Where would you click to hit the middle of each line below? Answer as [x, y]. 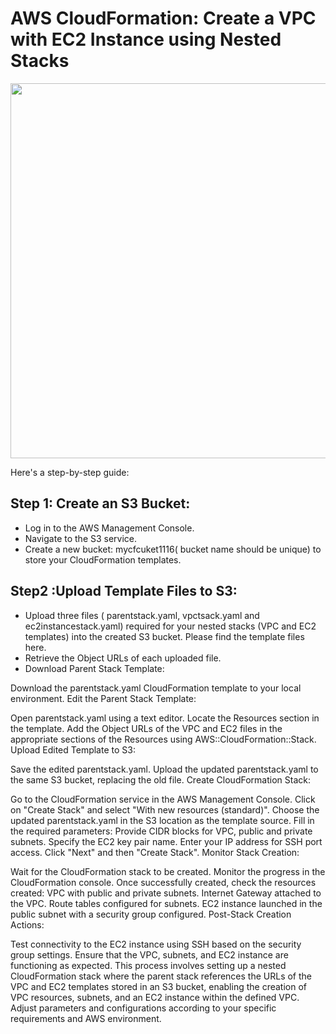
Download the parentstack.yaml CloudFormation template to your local [156, 688]
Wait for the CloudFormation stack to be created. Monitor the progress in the [168, 871]
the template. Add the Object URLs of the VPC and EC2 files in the [146, 728]
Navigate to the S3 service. [81, 538]
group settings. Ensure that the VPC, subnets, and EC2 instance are [149, 954]
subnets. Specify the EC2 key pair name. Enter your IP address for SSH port [166, 841]
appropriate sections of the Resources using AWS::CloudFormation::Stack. [163, 739]
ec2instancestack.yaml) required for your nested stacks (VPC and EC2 [170, 626]
